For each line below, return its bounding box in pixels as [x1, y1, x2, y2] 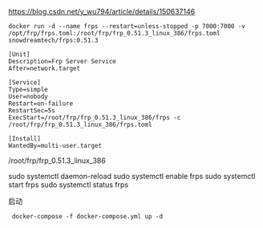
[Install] [8, 135, 42, 143]
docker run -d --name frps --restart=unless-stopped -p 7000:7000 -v [8, 22, 246, 31]
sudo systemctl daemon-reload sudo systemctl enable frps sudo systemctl [8, 172, 256, 181]
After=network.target [8, 64, 81, 72]
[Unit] [8, 51, 30, 59]
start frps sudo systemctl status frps [8, 180, 129, 189]
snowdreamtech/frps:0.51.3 [8, 36, 99, 44]
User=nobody [8, 92, 48, 100]
